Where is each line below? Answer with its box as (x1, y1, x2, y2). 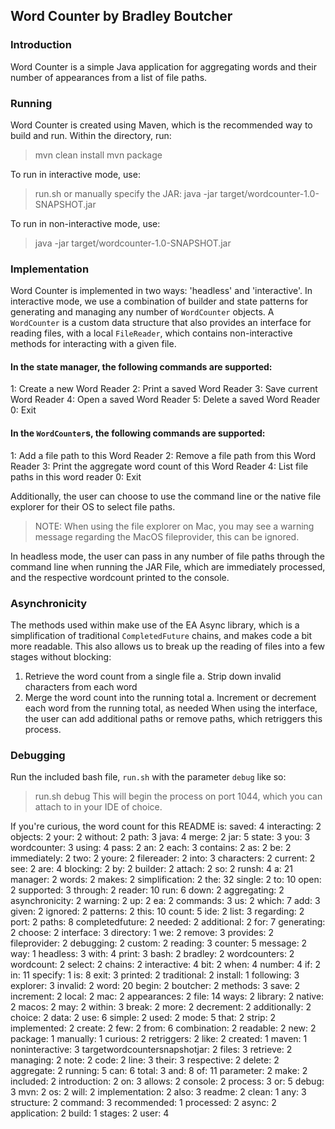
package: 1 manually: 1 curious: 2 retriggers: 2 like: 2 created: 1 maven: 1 (10, 1033, 308, 1045)
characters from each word (24, 680, 138, 693)
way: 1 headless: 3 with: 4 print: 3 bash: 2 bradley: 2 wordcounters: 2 (10, 948, 295, 960)
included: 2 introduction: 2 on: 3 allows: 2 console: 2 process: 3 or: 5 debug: (10, 1075, 325, 1088)
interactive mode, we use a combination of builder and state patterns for (10, 295, 309, 308)
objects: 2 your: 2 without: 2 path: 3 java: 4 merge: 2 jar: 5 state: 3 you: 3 (10, 831, 311, 843)
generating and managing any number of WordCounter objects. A (10, 306, 275, 318)
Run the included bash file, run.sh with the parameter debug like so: (10, 771, 287, 783)
